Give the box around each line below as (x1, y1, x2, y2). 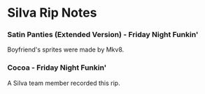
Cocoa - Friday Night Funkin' (7, 63, 107, 72)
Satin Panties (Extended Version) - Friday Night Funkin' (7, 30, 199, 40)
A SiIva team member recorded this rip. (7, 79, 120, 87)
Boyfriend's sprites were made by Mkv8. (7, 45, 125, 54)
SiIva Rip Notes (7, 5, 97, 21)
